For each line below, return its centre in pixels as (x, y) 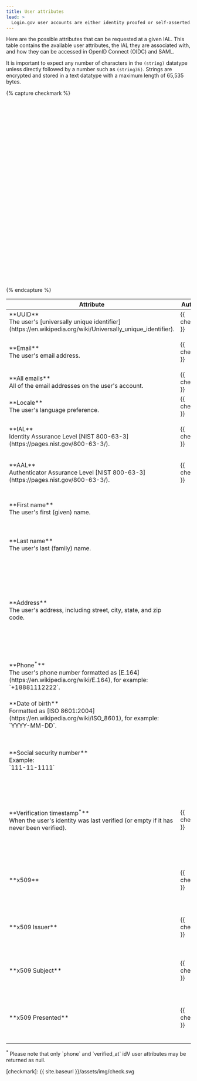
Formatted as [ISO (34, 711)
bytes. (14, 82)
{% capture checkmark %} (38, 93)
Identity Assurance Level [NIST (52, 437)
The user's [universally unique (51, 322)
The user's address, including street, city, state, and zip (85, 610)
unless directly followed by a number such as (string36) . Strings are (89, 69)
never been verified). (38, 828)
